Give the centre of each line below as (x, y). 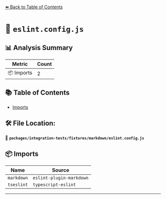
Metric (20, 64)
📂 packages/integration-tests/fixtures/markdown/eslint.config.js (75, 138)
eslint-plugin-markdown (61, 178)
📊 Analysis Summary (39, 48)
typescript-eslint (54, 185)
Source (61, 170)
